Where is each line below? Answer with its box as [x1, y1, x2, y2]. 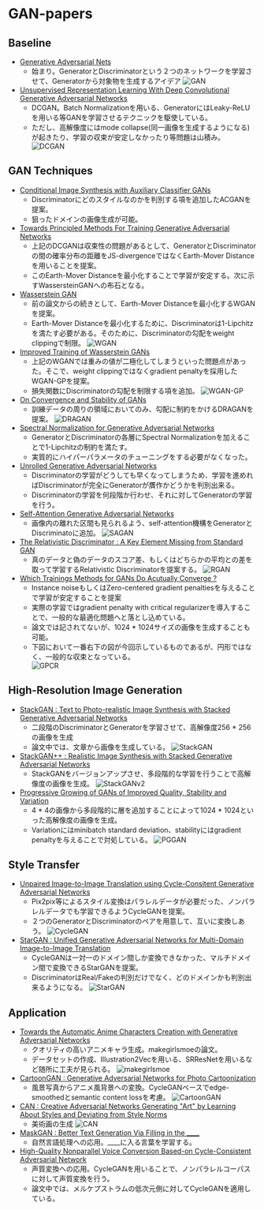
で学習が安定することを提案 [31, 593, 122, 602]
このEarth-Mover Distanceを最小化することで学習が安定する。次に [31, 270, 248, 280]
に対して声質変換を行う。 [31, 1174, 114, 1184]
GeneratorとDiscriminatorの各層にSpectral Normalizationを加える [31, 432, 244, 442]
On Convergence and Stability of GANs [19, 395, 147, 404]
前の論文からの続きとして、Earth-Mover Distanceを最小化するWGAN [31, 298, 256, 308]
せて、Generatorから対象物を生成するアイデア [31, 77, 181, 85]
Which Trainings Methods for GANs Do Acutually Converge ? [19, 573, 218, 583]
